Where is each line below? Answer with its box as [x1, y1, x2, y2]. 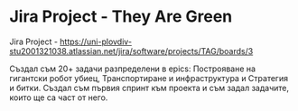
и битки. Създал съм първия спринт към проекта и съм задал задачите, [9, 82, 289, 93]
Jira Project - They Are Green [9, 6, 233, 27]
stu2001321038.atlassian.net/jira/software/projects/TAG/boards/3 [9, 45, 254, 56]
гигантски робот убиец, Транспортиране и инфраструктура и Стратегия [9, 72, 289, 83]
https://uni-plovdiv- [60, 36, 133, 47]
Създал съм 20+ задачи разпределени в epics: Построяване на [9, 63, 256, 74]
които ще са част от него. [9, 92, 108, 103]
